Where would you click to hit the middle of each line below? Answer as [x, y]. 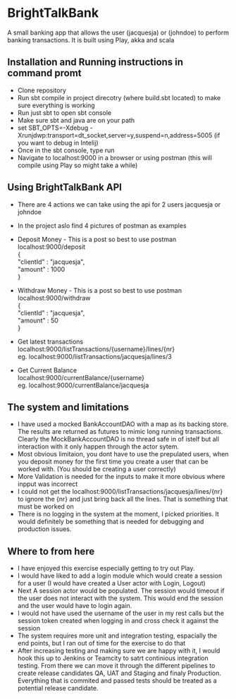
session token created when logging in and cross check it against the [118, 621]
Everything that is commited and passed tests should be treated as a [117, 681]
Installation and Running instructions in [95, 62]
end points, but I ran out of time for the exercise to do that [101, 643]
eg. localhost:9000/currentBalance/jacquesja [83, 385]
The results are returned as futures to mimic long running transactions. [120, 432]
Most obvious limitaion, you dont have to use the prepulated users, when [123, 454]
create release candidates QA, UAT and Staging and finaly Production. [119, 673]
